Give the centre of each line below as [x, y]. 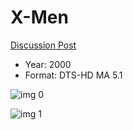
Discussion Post [43, 45]
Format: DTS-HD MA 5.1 [73, 75]
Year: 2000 [48, 64]
